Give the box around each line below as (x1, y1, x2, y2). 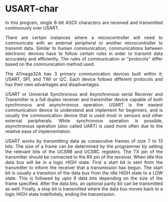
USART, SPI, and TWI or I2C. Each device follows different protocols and (5, 76, 163, 82)
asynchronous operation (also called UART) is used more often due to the (5, 123, 163, 129)
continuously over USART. (5, 24, 59, 30)
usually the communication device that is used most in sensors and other (5, 112, 163, 118)
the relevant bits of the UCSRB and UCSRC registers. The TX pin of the (5, 148, 163, 154)
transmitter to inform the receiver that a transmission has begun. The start (5, 164, 163, 170)
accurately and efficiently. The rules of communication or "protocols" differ (5, 55, 163, 61)
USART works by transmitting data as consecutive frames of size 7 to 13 (5, 138, 163, 144)
